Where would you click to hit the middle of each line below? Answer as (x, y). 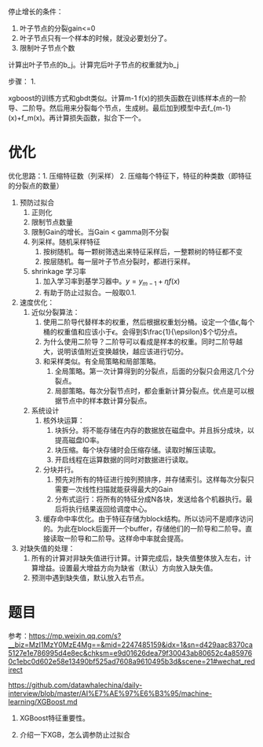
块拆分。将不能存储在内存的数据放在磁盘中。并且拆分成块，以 (155, 430)
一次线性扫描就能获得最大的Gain (121, 489)
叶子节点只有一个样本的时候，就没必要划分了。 (95, 38)
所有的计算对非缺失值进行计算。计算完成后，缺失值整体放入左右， (138, 558)
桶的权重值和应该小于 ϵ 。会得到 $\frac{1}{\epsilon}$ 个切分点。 (142, 331)
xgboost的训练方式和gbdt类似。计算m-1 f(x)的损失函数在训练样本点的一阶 (128, 98)
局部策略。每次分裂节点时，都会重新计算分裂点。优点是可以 (151, 390)
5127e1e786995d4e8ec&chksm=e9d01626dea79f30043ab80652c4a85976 (130, 653)
